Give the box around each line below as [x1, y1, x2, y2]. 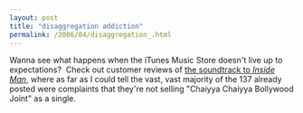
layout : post [9, 13, 59, 23]
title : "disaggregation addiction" [9, 22, 144, 31]
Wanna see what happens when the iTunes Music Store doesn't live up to [9, 55, 283, 66]
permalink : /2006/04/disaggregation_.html [9, 30, 172, 39]
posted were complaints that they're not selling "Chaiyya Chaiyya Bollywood [9, 83, 294, 95]
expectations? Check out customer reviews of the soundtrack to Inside [9, 64, 276, 75]
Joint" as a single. [9, 93, 77, 104]
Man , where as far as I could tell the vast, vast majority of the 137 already [9, 74, 282, 85]
